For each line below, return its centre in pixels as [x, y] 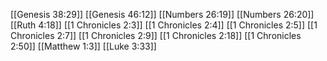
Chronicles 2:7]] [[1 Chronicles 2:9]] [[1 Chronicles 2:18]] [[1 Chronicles [156, 35]
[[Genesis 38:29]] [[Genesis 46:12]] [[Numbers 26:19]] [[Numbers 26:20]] [162, 14]
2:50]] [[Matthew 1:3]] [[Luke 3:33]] [83, 46]
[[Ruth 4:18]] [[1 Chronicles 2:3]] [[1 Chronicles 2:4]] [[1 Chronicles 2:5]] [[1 [164, 25]
